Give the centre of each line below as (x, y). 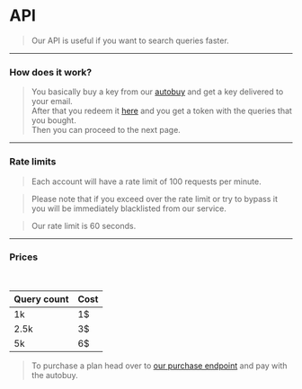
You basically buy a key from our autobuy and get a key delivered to (157, 92)
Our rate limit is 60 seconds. (84, 225)
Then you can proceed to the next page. (106, 130)
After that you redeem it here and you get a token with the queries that (161, 111)
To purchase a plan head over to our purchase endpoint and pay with (159, 366)
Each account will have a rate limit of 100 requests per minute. (147, 181)
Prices (24, 257)
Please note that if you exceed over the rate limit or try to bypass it (155, 199)
